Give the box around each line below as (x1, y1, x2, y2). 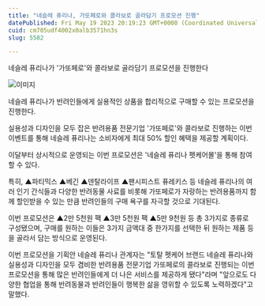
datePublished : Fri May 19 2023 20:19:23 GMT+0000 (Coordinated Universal (8, 19, 259, 27)
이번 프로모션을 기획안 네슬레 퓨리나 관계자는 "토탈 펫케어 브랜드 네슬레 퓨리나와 (8, 250, 254, 259)
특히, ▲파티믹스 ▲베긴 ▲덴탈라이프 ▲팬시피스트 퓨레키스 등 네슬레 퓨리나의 (8, 177, 244, 187)
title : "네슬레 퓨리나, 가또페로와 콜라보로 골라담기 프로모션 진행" (8, 11, 200, 20)
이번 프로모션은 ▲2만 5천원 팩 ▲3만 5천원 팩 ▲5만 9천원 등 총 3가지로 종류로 (8, 213, 249, 223)
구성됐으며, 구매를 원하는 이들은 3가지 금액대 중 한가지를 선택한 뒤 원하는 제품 (8, 223, 246, 233)
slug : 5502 (8, 33, 44, 42)
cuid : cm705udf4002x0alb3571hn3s (8, 26, 118, 34)
